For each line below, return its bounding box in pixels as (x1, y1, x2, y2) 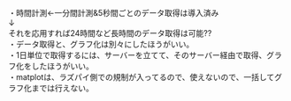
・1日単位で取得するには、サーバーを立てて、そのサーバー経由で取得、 (8, 50, 267, 60)
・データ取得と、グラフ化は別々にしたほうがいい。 (8, 39, 195, 49)
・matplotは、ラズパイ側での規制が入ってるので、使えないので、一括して (8, 72, 275, 82)
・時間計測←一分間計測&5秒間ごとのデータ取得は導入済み (8, 8, 219, 18)
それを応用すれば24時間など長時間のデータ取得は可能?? (8, 28, 212, 38)
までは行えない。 (31, 83, 94, 93)
